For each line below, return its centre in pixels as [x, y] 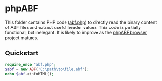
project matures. [22, 38]
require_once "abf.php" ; [31, 64]
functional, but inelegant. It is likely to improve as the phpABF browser [76, 32]
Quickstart [22, 53]
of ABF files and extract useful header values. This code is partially [73, 27]
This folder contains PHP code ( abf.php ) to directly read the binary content [81, 22]
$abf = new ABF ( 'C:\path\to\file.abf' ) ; [47, 69]
